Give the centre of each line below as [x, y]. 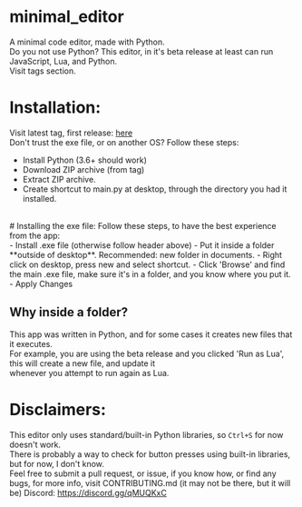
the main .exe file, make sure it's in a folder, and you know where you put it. [150, 273]
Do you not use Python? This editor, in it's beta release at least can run [141, 51]
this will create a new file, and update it [83, 363]
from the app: [35, 235]
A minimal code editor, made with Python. [87, 42]
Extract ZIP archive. [59, 179]
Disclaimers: [58, 409]
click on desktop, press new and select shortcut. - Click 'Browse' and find [147, 264]
